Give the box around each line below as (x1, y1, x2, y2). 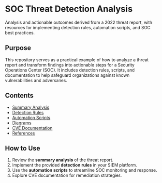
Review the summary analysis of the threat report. (12, 157, 114, 163)
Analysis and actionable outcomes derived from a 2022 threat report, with (5, 19, 152, 25)
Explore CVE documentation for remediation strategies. (12, 172, 122, 178)
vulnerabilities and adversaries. (5, 77, 68, 83)
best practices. (5, 30, 35, 35)
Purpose (5, 44, 31, 52)
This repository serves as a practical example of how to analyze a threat (5, 57, 149, 63)
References (12, 130, 35, 136)
